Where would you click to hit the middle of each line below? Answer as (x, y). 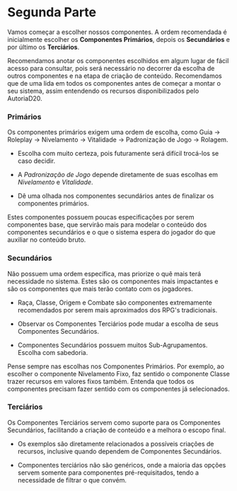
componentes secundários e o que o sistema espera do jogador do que (111, 232)
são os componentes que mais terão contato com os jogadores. (100, 288)
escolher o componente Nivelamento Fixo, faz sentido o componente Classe (118, 373)
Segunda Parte (52, 12)
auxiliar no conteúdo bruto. (47, 240)
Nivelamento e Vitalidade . (55, 182)
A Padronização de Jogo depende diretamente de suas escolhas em (117, 175)
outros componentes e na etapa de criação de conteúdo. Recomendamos (115, 76)
